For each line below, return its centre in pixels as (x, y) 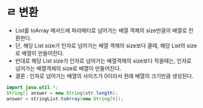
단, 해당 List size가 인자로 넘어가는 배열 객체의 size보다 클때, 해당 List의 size (106, 46)
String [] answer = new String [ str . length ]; (62, 93)
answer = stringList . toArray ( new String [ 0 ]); (65, 99)
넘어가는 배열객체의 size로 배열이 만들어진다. (68, 68)
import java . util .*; (33, 87)
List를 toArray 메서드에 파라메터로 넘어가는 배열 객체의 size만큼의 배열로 (101, 30)
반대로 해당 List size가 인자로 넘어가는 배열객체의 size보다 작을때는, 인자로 (103, 61)
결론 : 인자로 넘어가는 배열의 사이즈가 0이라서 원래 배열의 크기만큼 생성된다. (104, 76)
